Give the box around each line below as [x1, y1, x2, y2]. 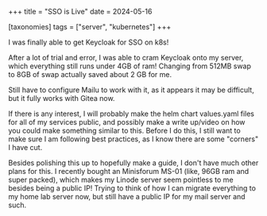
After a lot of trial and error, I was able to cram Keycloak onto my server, [8, 53, 244, 62]
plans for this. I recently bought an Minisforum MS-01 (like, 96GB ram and [8, 167, 250, 175]
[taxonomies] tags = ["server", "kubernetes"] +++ [8, 22, 172, 31]
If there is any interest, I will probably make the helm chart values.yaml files [8, 109, 254, 118]
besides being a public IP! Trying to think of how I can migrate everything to [8, 183, 257, 193]
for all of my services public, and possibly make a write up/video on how [8, 118, 246, 126]
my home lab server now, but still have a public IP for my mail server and [8, 192, 246, 201]
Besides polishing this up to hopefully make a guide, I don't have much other [8, 158, 259, 168]
